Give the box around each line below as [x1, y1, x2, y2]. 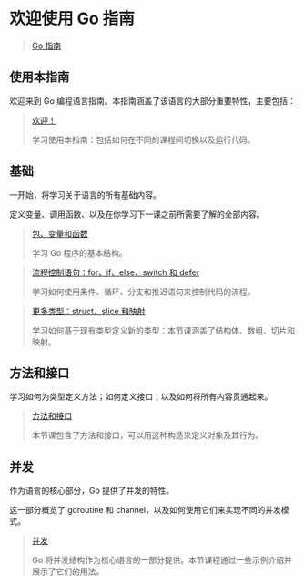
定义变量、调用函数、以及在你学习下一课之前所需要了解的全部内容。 [9, 209, 265, 220]
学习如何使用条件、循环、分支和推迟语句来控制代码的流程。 [31, 286, 256, 297]
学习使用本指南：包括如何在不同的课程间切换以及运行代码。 [31, 134, 256, 145]
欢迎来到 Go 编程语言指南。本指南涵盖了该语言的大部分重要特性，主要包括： [9, 95, 296, 106]
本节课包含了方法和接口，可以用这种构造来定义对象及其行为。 [31, 430, 264, 441]
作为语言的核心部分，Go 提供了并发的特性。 [9, 485, 175, 497]
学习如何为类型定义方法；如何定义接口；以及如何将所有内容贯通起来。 [9, 391, 273, 402]
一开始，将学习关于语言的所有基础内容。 [9, 189, 161, 200]
